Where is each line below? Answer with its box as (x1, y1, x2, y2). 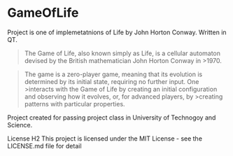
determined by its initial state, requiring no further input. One (24, 77, 199, 85)
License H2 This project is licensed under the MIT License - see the (7, 134, 203, 143)
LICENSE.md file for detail (7, 141, 82, 150)
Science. (7, 120, 33, 129)
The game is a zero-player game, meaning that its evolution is (24, 70, 203, 78)
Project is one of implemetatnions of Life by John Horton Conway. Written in (7, 28, 227, 36)
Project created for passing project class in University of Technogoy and (7, 113, 216, 122)
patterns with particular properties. (24, 99, 125, 108)
